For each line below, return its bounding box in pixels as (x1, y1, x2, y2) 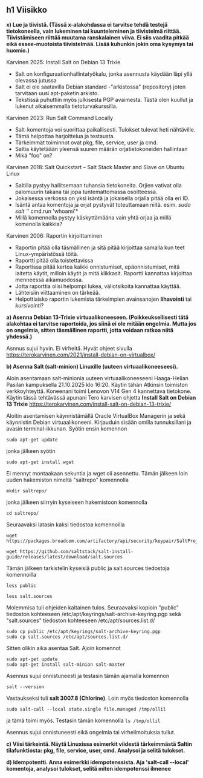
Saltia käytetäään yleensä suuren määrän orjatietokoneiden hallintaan (14, 145, 188, 152)
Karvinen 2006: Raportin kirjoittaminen (6, 232, 103, 239)
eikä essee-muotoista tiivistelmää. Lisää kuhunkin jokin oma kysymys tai (6, 40, 193, 47)
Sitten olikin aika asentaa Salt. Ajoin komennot (6, 644, 121, 651)
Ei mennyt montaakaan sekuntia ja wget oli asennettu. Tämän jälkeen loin (6, 469, 188, 477)
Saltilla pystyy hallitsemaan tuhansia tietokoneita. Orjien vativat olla (14, 181, 182, 189)
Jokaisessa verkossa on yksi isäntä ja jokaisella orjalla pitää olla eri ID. (14, 194, 190, 202)
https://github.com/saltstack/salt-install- (19, 548, 134, 554)
